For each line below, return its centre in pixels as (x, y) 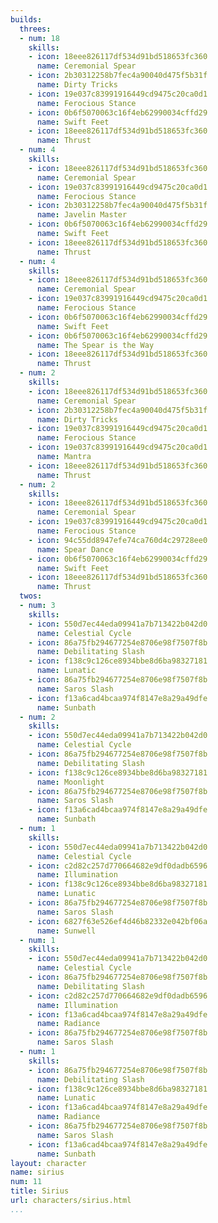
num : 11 (26, 1182)
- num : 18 (39, 38)
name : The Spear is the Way (95, 345)
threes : (35, 29)
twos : (31, 596)
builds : (26, 19)
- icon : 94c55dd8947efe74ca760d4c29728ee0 (118, 540)
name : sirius (37, 1172)
